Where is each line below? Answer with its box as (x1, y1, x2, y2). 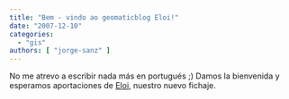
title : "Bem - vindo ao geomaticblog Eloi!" (9, 12, 179, 22)
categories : (9, 29, 54, 38)
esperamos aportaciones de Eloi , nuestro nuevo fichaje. (9, 80, 216, 91)
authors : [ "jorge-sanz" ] (9, 46, 111, 55)
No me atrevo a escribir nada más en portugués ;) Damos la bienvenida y (9, 70, 281, 81)
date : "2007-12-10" (9, 21, 83, 30)
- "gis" (17, 37, 47, 47)
